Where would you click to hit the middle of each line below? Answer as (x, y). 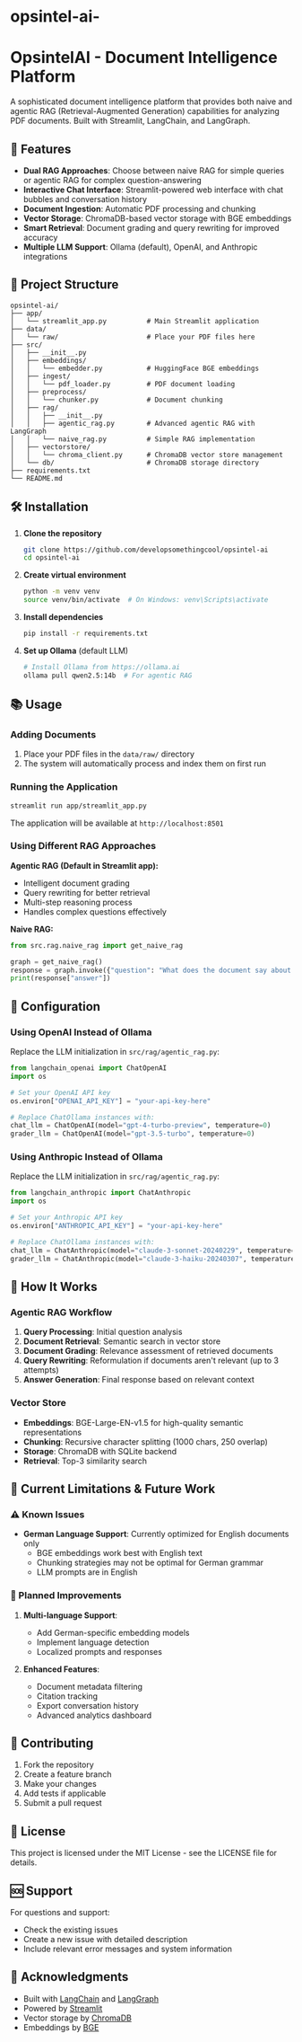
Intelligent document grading (77, 883)
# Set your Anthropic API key (67, 1218)
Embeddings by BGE (61, 2027)
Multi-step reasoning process (78, 902)
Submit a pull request (62, 1803)
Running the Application (64, 787)
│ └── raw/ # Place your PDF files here (133, 337)
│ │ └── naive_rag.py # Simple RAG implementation (133, 439)
